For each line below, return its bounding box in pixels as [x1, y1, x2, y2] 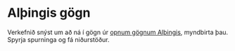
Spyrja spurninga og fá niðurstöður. [7, 35, 110, 43]
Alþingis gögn [7, 5, 91, 21]
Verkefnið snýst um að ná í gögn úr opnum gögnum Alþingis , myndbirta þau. [7, 28, 229, 36]
